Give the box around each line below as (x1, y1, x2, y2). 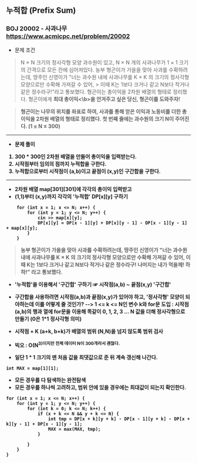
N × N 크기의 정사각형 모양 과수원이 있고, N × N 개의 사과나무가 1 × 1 (20, 59, 178, 66)
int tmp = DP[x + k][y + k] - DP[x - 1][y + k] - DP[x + (47, 416, 191, 422)
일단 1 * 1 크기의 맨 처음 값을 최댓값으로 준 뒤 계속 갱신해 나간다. (14, 354, 158, 361)
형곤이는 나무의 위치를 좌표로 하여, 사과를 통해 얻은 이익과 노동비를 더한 (20, 108, 181, 115)
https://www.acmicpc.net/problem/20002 (6, 32, 130, 40)
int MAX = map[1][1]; (6, 366, 59, 372)
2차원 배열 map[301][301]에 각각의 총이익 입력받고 (14, 185, 132, 192)
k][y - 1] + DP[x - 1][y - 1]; (6, 421, 83, 427)
